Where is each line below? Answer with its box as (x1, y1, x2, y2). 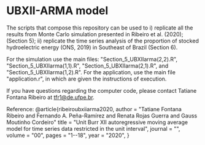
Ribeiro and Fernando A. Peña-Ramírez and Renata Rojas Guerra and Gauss (6, 112, 198, 119)
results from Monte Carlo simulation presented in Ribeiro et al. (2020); (6, 30, 184, 37)
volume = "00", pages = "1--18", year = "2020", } (6, 131, 130, 139)
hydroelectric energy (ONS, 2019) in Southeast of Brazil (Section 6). (6, 44, 178, 51)
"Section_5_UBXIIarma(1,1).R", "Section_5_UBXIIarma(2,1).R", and (6, 62, 169, 69)
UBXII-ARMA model (6, 4, 109, 18)
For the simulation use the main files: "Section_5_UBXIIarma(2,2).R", (6, 55, 178, 63)
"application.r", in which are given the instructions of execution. (6, 75, 167, 82)
